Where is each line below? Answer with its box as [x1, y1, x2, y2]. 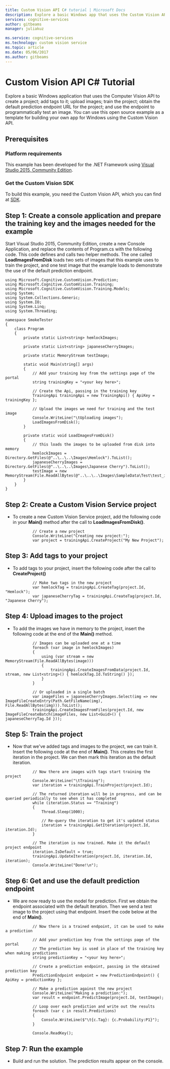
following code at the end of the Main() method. [12, 631, 113, 637]
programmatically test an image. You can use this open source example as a [5, 109, 164, 115]
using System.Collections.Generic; [5, 295, 80, 300]
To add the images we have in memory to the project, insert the [12, 625, 145, 632]
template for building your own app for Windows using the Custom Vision [5, 115, 158, 121]
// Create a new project [32, 529, 85, 534]
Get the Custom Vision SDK [5, 180, 74, 187]
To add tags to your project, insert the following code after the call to [12, 565, 156, 571]
